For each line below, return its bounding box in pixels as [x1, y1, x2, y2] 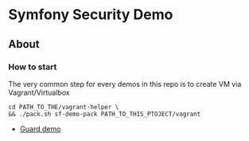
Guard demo [19, 123, 61, 133]
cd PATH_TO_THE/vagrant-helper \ [8, 103, 119, 111]
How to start [8, 61, 57, 72]
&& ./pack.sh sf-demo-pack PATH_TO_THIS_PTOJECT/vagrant [8, 110, 201, 118]
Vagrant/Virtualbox [8, 88, 70, 97]
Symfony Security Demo [8, 6, 173, 24]
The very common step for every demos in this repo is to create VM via [8, 79, 242, 88]
